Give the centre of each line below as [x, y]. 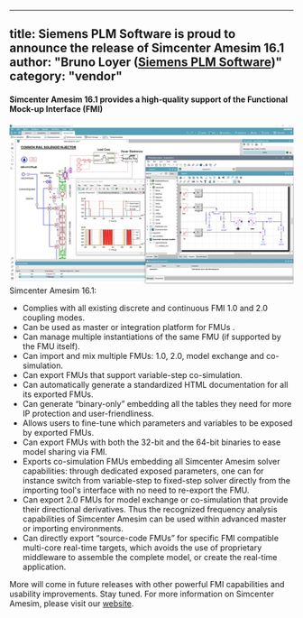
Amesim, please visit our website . [72, 604]
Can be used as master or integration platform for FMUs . [129, 327]
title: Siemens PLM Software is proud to [123, 34]
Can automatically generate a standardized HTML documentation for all [155, 385]
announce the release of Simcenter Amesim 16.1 [147, 48]
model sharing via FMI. [65, 452]
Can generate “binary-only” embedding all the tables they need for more [157, 404]
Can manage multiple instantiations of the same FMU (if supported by [151, 337]
